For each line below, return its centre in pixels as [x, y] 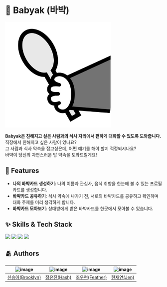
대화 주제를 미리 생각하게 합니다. [44, 202]
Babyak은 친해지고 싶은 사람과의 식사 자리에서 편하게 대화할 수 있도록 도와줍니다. [83, 136]
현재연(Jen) [123, 277]
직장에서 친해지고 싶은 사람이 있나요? [41, 142]
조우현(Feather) [91, 277]
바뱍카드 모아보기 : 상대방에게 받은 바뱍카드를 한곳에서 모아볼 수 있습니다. [83, 208]
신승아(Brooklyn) [24, 277]
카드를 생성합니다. [30, 189]
